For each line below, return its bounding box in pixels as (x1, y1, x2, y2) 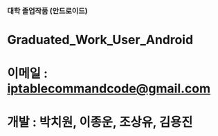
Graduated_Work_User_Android (7, 32, 194, 48)
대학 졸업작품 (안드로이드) (7, 6, 88, 15)
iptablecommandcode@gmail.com (7, 81, 211, 97)
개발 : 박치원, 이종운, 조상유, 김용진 (7, 115, 193, 130)
